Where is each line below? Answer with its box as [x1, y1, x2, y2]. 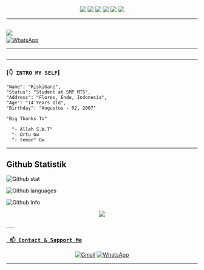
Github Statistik [6, 159, 67, 169]
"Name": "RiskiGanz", [6, 84, 61, 90]
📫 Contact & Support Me [9, 237, 83, 244]
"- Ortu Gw [12, 132, 39, 138]
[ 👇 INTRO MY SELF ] [6, 68, 60, 76]
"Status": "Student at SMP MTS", [6, 89, 91, 95]
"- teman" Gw [12, 137, 45, 143]
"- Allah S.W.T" [12, 126, 53, 133]
